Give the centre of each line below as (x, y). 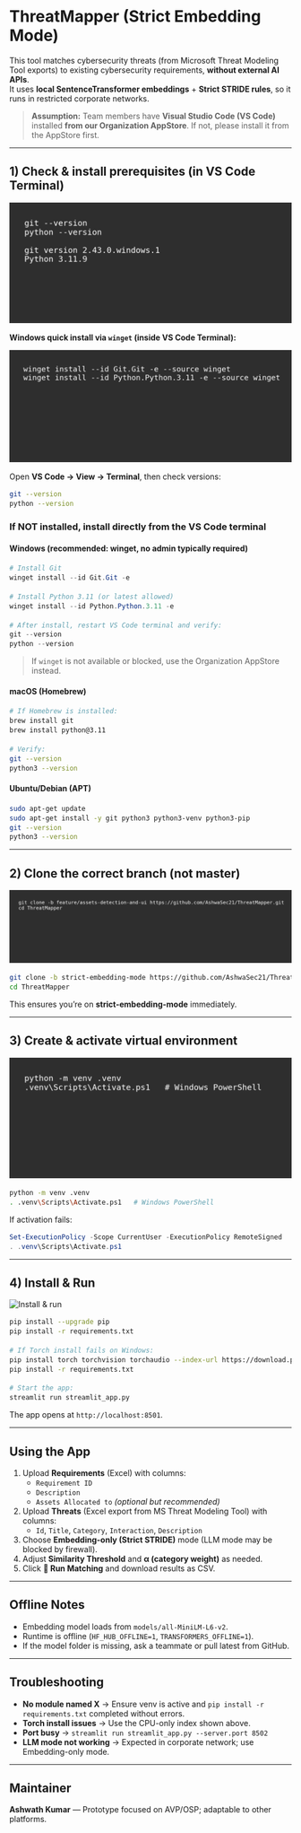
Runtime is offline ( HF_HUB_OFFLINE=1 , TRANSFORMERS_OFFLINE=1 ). (138, 1636)
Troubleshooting (57, 1683)
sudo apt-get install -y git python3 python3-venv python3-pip (130, 818)
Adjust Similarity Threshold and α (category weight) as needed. (142, 1559)
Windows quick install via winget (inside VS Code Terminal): (123, 337)
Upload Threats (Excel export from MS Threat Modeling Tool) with (145, 1511)
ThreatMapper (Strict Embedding (135, 17)
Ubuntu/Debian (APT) (50, 789)
